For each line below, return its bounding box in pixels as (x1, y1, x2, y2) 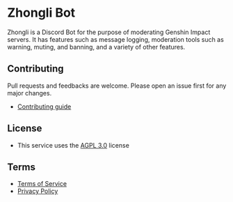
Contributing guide (17, 102, 72, 111)
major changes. (7, 88, 52, 97)
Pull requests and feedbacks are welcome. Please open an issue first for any (7, 81, 227, 90)
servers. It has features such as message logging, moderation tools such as (7, 35, 224, 43)
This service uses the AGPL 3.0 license (17, 141, 130, 149)
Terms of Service (17, 180, 67, 188)
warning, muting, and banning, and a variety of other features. (7, 42, 186, 51)
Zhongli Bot (7, 5, 76, 21)
